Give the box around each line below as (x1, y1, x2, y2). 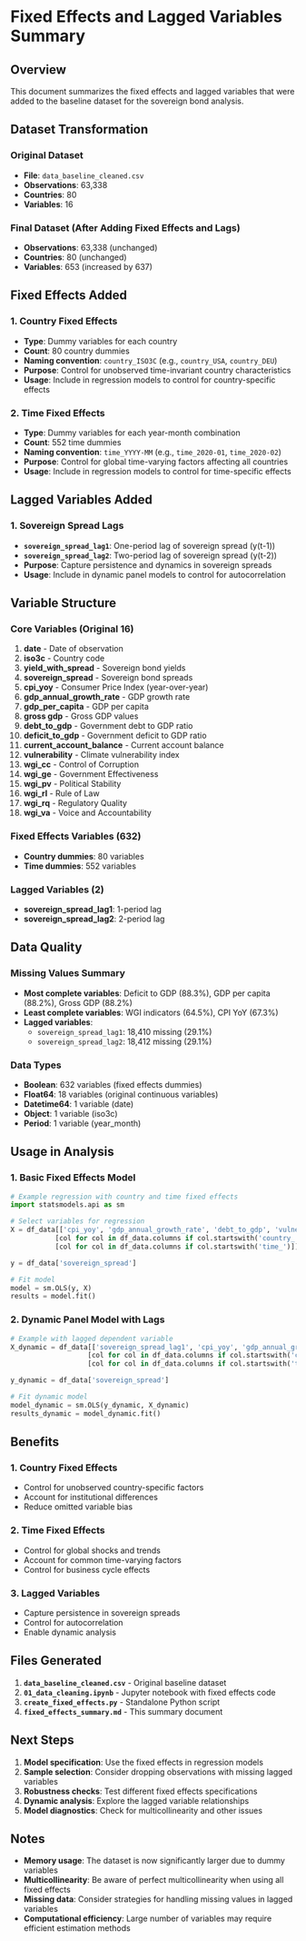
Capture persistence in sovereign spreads (23, 1607, 181, 1618)
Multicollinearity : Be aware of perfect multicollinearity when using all (23, 1875, 284, 1886)
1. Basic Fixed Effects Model (10, 1171, 136, 1184)
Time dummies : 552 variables (23, 861, 137, 871)
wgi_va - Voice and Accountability (23, 807, 153, 819)
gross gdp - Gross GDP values (23, 711, 139, 722)
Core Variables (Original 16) (10, 622, 134, 635)
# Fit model (10, 1275, 55, 1284)
